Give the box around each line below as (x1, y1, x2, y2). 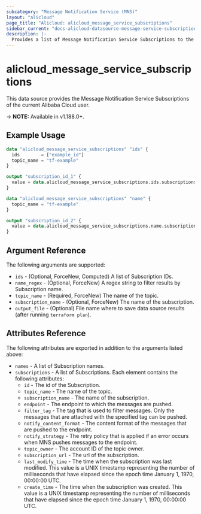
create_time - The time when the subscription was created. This (23, 483, 182, 490)
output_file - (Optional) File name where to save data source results (14, 304, 185, 312)
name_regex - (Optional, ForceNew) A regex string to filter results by (14, 279, 181, 286)
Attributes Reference (6, 328, 86, 338)
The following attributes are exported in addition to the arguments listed (6, 344, 183, 351)
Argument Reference (6, 245, 86, 255)
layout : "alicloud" (6, 14, 55, 20)
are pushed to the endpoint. (23, 426, 93, 433)
